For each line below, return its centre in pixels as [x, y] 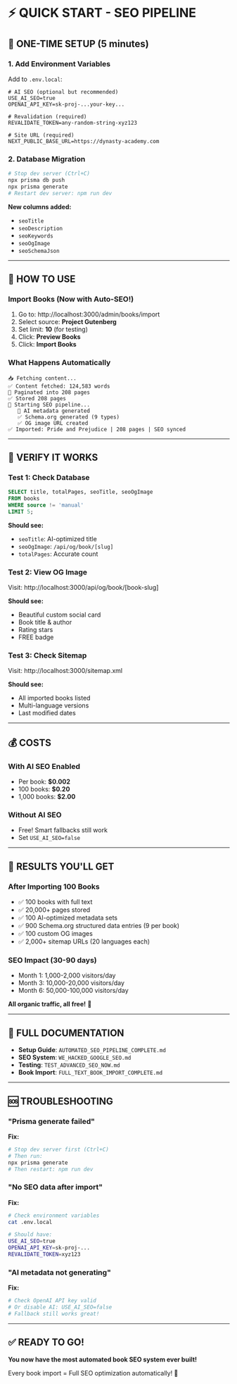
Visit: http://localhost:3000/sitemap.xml [65, 671]
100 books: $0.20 [44, 789]
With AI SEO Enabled [44, 766]
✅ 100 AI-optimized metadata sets [68, 918]
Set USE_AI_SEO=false [49, 838]
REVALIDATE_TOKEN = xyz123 [44, 1254]
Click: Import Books [47, 345]
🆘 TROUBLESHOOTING [60, 1101]
